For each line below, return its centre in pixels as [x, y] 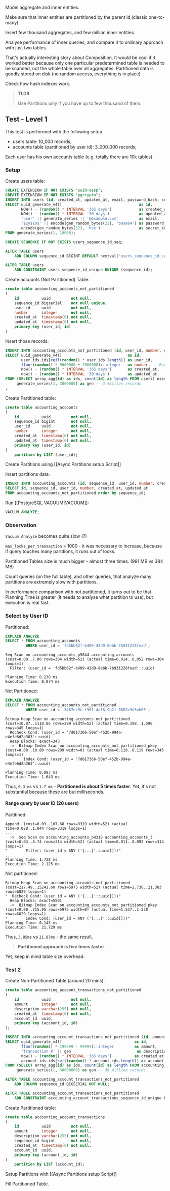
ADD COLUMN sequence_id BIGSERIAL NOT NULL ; [62, 1084]
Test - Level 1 [26, 119]
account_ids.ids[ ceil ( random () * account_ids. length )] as [83, 1061]
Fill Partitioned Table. [27, 1184]
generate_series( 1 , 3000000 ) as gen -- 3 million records [79, 384]
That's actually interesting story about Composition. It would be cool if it [80, 57]
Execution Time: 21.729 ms [34, 927]
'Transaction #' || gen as [81, 1051]
